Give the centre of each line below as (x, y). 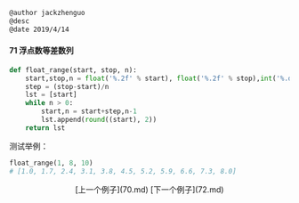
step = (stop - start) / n (67, 86)
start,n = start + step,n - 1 (89, 111)
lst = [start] (51, 95)
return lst (45, 128)
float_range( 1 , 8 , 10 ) (51, 163)
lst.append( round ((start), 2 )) (99, 120)
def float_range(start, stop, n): (73, 70)
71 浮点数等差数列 (41, 51)
